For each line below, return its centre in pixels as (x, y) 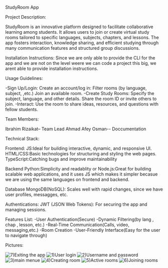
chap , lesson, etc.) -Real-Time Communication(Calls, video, (67, 225)
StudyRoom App (22, 7)
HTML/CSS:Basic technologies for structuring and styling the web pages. (81, 154)
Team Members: (22, 119)
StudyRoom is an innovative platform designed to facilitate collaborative (79, 27)
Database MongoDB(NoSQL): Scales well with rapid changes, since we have (84, 189)
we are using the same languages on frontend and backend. (67, 180)
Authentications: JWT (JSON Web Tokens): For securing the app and (76, 204)
